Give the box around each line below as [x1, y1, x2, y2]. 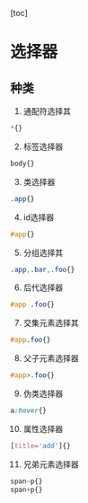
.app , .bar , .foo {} [10, 265, 75, 274]
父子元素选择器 [22, 353, 79, 364]
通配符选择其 [22, 106, 71, 116]
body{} [10, 159, 35, 168]
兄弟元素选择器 [22, 458, 79, 470]
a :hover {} [10, 406, 48, 415]
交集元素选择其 [22, 318, 79, 329]
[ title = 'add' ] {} [10, 441, 71, 450]
